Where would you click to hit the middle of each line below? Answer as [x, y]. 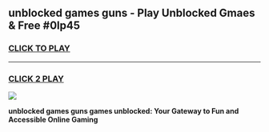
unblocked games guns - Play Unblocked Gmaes [132, 13]
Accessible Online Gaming [53, 119]
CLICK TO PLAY [39, 49]
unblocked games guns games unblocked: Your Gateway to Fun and [124, 110]
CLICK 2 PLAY [36, 78]
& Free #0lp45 [44, 26]
